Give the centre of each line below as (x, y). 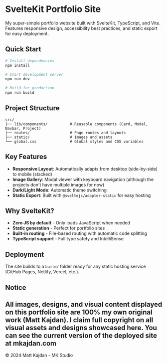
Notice (16, 287)
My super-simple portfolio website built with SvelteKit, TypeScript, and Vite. (83, 23)
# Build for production (30, 88)
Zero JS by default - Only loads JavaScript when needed (71, 223)
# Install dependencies (30, 61)
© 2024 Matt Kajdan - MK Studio (39, 356)
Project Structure (32, 108)
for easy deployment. (27, 33)
